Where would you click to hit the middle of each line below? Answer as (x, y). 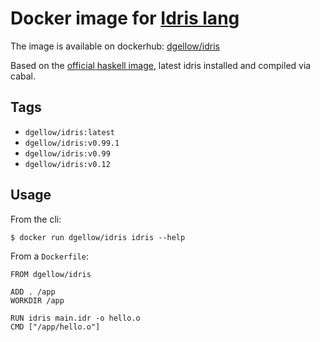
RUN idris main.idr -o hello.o (75, 318)
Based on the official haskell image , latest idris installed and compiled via (161, 65)
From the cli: (36, 219)
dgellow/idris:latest (69, 132)
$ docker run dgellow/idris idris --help (98, 237)
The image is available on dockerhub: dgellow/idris (115, 46)
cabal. (23, 76)
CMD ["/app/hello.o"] (55, 327)
